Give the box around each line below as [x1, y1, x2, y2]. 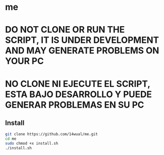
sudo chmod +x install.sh [5, 141, 58, 146]
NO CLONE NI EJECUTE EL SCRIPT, [5, 78, 150, 89]
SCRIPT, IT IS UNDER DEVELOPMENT [5, 35, 159, 46]
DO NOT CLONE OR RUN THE [5, 24, 125, 36]
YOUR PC [5, 56, 44, 67]
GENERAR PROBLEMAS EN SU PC [5, 99, 144, 110]
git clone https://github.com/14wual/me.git [5, 132, 98, 137]
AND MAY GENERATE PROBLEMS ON [5, 45, 159, 56]
